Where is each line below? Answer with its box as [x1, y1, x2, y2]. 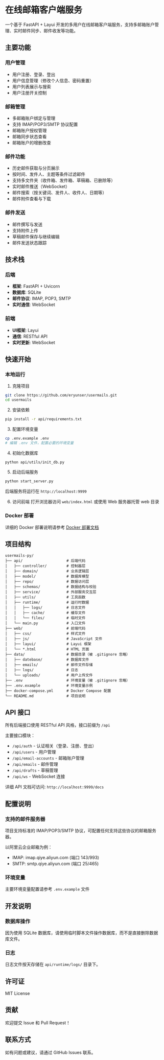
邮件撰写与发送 [12, 221, 43, 227]
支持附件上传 [12, 227, 38, 233]
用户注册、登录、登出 [12, 71, 55, 77]
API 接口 [5, 708, 31, 716]
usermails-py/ [5, 553, 34, 558]
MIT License [5, 990, 30, 996]
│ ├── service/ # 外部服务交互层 [5, 589, 96, 595]
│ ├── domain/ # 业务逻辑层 [5, 569, 90, 574]
